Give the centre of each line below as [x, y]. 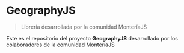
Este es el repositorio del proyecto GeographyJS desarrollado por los [92, 38]
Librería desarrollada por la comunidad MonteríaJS [84, 27]
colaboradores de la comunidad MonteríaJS [61, 45]
